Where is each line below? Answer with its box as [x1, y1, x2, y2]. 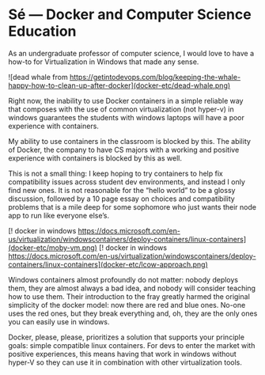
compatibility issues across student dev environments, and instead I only [8, 176, 245, 187]
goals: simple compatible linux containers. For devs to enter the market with [8, 340, 256, 350]
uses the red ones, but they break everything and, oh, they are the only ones [8, 309, 258, 318]
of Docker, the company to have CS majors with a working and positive [8, 145, 240, 154]
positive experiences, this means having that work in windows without [8, 349, 237, 358]
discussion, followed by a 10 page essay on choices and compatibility [8, 194, 235, 203]
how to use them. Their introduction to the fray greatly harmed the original [8, 291, 251, 301]
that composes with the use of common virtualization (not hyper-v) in [8, 104, 235, 114]
